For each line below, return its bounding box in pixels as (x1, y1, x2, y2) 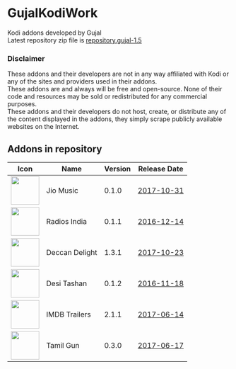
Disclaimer (7, 53, 45, 63)
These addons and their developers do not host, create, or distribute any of (7, 108, 227, 116)
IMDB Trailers (46, 310, 92, 319)
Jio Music (46, 186, 79, 195)
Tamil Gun (46, 341, 80, 351)
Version (104, 164, 131, 174)
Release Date (138, 164, 184, 174)
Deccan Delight (46, 248, 98, 258)
